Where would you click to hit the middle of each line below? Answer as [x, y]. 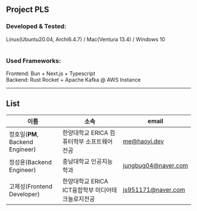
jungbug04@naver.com [155, 165]
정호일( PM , [24, 134]
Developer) [24, 194]
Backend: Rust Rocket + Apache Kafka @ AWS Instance [73, 79]
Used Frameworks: [34, 61]
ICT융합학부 [78, 190]
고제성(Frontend [31, 186]
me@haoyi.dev [143, 141]
